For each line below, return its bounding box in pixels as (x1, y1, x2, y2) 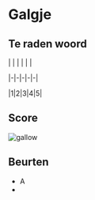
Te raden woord (8, 37, 87, 51)
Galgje (8, 6, 52, 24)
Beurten (8, 156, 49, 169)
